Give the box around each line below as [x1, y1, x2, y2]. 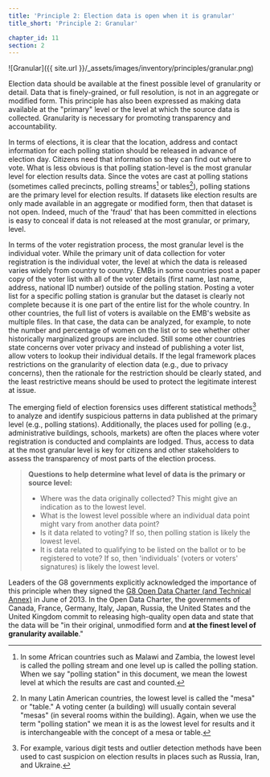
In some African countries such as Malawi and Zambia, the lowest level [19, 651, 256, 661]
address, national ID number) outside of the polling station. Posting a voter [8, 283, 255, 292]
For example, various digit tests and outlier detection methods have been [19, 742, 262, 753]
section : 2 [8, 41, 45, 49]
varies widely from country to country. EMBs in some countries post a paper [8, 265, 261, 275]
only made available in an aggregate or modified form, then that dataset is [8, 198, 253, 208]
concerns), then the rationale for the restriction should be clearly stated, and [8, 368, 262, 378]
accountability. [8, 122, 58, 131]
